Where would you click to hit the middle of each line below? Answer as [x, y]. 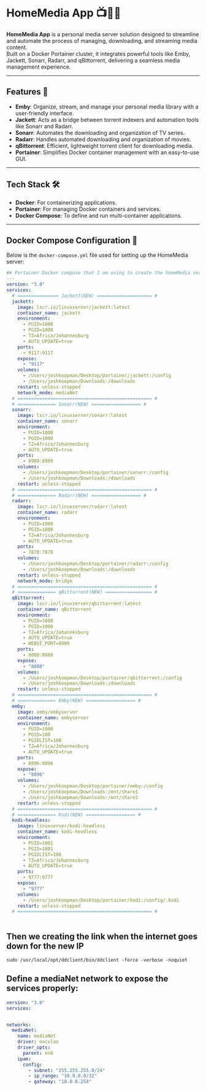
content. [17, 47]
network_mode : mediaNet [48, 392]
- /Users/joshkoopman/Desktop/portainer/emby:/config [93, 786]
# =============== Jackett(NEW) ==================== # [85, 296]
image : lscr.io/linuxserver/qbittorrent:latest [79, 604]
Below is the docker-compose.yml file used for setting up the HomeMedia [97, 255]
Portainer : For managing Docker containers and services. [88, 209]
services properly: [42, 988]
